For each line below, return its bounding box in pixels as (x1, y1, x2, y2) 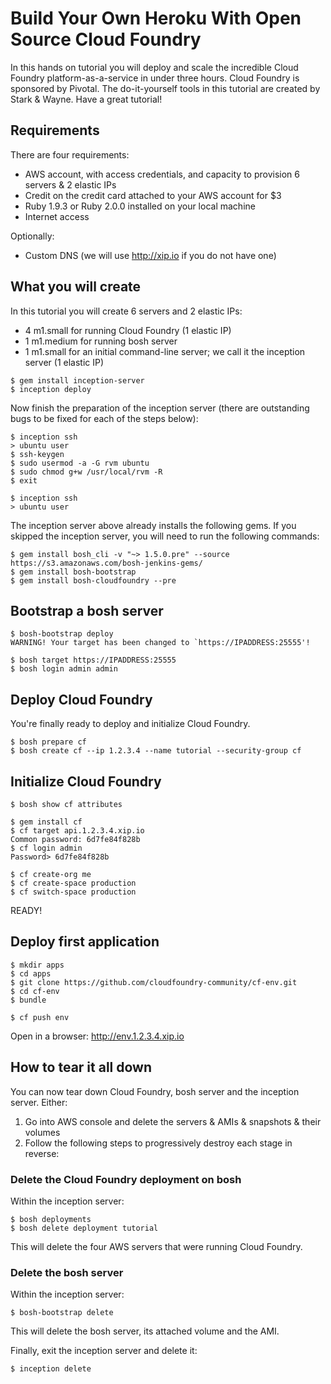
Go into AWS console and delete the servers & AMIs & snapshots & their (24, 1115, 322, 1127)
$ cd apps (10, 968, 52, 979)
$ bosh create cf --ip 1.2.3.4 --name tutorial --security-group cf (10, 746, 302, 756)
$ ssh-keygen (10, 449, 65, 459)
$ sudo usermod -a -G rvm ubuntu (10, 458, 150, 468)
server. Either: (10, 1096, 68, 1108)
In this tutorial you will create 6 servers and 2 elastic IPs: (10, 305, 243, 317)
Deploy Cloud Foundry (10, 691, 153, 708)
